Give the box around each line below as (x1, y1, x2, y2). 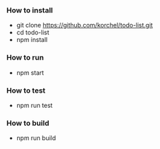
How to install (6, 5, 53, 15)
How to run (6, 53, 44, 62)
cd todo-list (16, 28, 49, 36)
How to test (6, 85, 46, 95)
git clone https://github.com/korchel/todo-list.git (16, 21, 153, 30)
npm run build (16, 134, 56, 142)
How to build (6, 118, 49, 128)
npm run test (16, 101, 53, 109)
